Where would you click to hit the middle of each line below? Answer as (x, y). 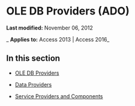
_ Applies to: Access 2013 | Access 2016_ (58, 39)
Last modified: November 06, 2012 (49, 28)
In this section (33, 58)
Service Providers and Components (59, 96)
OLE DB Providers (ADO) (68, 11)
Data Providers (33, 84)
